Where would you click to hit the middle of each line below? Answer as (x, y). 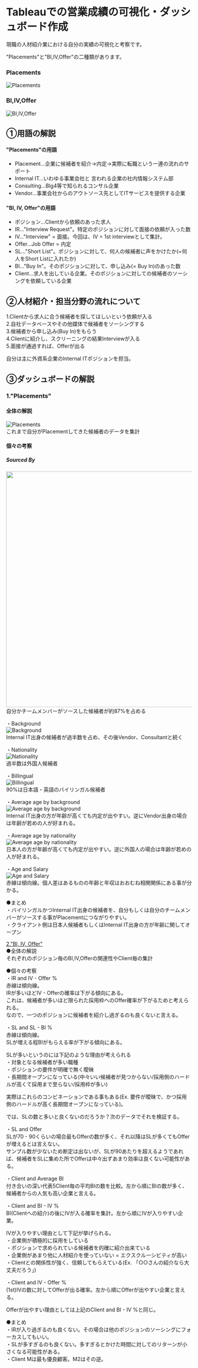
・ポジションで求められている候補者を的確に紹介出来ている (78, 1248)
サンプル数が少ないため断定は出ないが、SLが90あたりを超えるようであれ (95, 1151)
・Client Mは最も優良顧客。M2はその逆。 (56, 1359)
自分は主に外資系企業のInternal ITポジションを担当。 (70, 359)
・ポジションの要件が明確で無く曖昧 (50, 1070)
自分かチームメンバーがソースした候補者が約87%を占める (76, 711)
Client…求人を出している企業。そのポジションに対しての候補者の (93, 273)
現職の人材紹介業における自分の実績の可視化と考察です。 (76, 44)
